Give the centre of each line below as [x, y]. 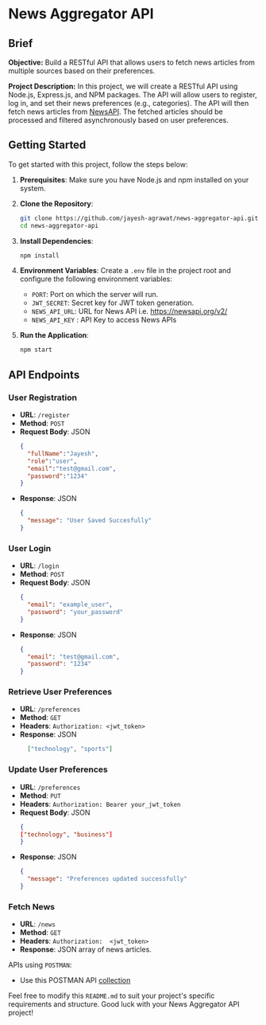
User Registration [43, 397]
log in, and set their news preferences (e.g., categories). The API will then [129, 103]
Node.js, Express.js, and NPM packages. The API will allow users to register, [133, 95]
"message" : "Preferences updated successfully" [108, 879]
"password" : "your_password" [75, 612]
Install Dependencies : [56, 241]
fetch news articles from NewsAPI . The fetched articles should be [116, 111]
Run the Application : [54, 335]
